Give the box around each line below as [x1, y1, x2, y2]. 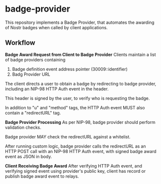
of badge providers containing [5, 57, 65, 63]
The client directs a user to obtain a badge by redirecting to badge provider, [5, 81, 157, 86]
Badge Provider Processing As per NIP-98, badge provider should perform [5, 119, 156, 125]
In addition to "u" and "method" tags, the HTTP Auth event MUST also [5, 104, 145, 110]
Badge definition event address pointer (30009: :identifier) [12, 66, 128, 72]
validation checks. [5, 124, 41, 130]
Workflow [5, 39, 35, 47]
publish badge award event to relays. [5, 173, 79, 179]
